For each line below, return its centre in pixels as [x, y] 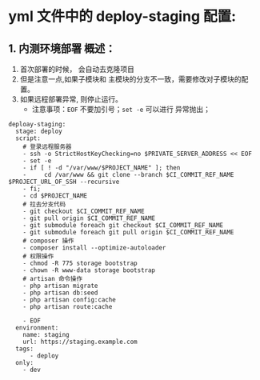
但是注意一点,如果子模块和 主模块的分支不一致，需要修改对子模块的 [130, 79]
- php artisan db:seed [60, 293]
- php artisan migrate [60, 286]
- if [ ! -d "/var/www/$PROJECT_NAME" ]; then [102, 168]
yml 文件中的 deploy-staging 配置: [122, 16]
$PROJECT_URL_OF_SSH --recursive [64, 182]
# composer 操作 [48, 241]
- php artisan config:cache [69, 300]
